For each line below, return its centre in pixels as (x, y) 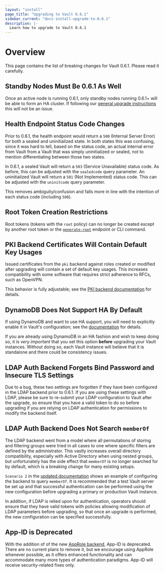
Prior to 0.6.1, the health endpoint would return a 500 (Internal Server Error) (80, 136)
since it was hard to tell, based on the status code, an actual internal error (79, 146)
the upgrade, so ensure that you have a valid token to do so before (72, 403)
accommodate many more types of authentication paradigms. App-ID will (79, 560)
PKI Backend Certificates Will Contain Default (76, 244)
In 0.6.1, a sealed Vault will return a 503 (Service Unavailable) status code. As (82, 166)
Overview (25, 52)
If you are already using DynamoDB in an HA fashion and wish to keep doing (82, 336)
